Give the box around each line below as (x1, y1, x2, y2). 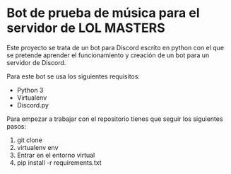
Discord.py (16, 100, 49, 109)
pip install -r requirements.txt (16, 158, 102, 167)
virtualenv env (16, 143, 59, 151)
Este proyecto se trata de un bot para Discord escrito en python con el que (6, 43, 224, 52)
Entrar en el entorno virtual (16, 151, 95, 159)
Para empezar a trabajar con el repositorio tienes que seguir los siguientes (6, 115, 223, 123)
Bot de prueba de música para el (6, 5, 200, 21)
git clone (16, 136, 43, 144)
